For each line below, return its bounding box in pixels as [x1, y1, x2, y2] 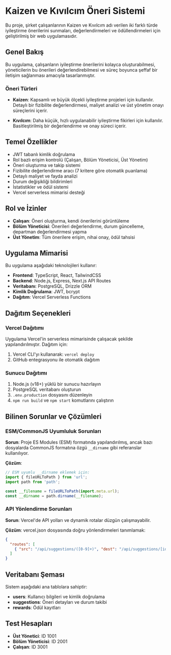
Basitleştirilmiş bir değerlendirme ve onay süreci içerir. [12, 123, 127, 129]
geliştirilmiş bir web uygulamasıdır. [5, 33, 78, 39]
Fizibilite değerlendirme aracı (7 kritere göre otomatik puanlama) [12, 167, 148, 173]
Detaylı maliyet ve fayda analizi [12, 173, 78, 179]
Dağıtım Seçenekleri [5, 309, 71, 317]
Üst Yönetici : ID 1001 [12, 632, 57, 639]
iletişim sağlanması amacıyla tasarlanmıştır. [5, 72, 96, 78]
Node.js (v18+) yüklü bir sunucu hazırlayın [12, 381, 101, 387]
